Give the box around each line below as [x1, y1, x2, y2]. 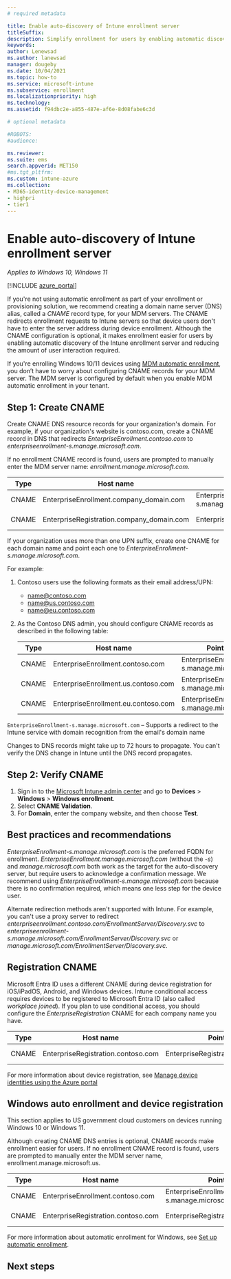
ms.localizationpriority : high [7, 93, 97, 100]
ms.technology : [7, 99, 51, 107]
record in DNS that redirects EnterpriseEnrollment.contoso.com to [7, 435, 194, 443]
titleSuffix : [7, 29, 45, 36]
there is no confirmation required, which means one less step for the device [7, 884, 222, 892]
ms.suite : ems [7, 156, 48, 163]
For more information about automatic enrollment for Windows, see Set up [7, 1233, 218, 1242]
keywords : [7, 42, 36, 49]
